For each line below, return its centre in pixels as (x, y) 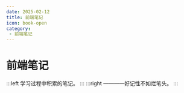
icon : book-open (27, 23)
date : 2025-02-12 (28, 12)
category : (19, 28)
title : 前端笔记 (25, 17)
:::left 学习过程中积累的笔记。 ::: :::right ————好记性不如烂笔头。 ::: (92, 83)
